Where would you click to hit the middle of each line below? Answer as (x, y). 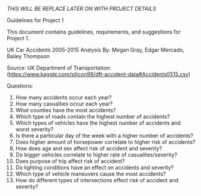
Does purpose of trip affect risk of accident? (70, 161)
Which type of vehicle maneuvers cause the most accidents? (91, 174)
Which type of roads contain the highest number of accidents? (92, 117)
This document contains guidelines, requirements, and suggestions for (94, 32)
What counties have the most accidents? (66, 110)
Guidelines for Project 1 (35, 20)
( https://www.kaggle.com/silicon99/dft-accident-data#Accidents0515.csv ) (99, 74)
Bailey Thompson (28, 56)
